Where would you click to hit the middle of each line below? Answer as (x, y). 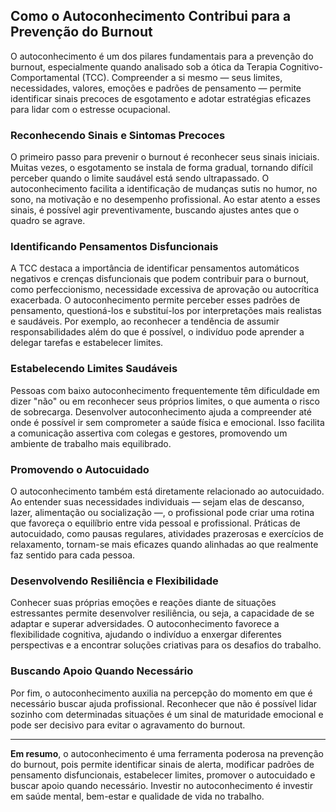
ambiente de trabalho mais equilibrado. (91, 443)
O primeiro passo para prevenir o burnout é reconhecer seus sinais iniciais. (165, 157)
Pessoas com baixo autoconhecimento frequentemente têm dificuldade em (165, 390)
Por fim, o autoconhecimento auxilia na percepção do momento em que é (161, 693)
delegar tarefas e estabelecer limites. (87, 343)
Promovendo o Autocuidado (80, 469)
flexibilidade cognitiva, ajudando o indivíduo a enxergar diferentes (146, 635)
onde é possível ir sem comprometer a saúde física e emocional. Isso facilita (167, 422)
